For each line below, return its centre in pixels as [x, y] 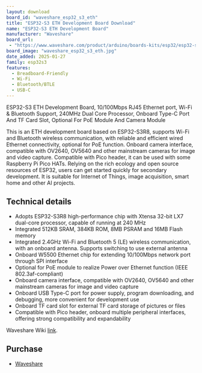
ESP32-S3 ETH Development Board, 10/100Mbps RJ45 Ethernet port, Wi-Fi [99, 107]
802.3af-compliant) [39, 274]
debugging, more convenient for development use [77, 299]
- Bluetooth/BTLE [33, 85]
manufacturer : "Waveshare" [40, 34]
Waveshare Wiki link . [32, 330]
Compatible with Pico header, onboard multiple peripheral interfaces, [100, 312]
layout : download [28, 12]
